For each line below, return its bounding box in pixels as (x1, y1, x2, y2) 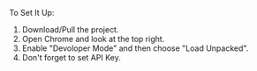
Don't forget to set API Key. (21, 53, 121, 62)
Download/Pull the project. (21, 25, 119, 34)
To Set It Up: (9, 8, 55, 18)
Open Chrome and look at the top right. (21, 34, 165, 44)
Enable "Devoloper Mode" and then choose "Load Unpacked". (21, 43, 249, 53)
